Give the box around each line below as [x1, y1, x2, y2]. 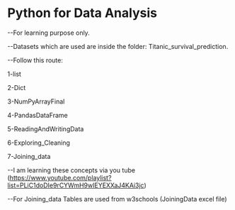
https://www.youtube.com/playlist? [9, 173, 112, 182]
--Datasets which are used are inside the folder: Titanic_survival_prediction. [7, 42, 229, 50]
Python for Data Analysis [7, 5, 158, 21]
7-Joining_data [7, 152, 51, 160]
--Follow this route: [7, 55, 64, 65]
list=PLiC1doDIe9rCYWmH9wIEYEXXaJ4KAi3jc [7, 181, 144, 189]
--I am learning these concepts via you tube [7, 165, 136, 175]
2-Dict [7, 83, 26, 92]
